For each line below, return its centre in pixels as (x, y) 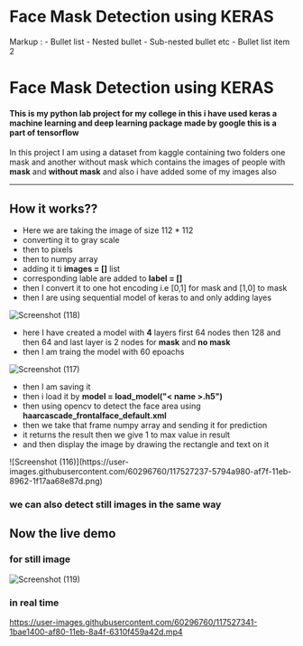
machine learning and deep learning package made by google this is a (143, 123)
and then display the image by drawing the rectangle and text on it (146, 445)
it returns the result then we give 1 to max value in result (126, 435)
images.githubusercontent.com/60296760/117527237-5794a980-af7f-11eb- (151, 472)
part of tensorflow (44, 132)
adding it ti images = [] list (71, 269)
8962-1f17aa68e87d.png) (56, 482)
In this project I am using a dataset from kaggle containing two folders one (147, 153)
